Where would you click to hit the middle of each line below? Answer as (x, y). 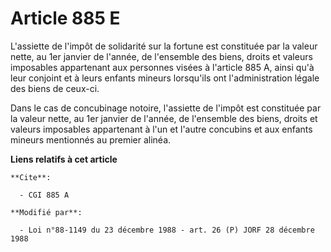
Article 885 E (65, 18)
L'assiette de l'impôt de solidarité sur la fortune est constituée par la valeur (164, 46)
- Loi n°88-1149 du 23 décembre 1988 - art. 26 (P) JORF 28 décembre (167, 230)
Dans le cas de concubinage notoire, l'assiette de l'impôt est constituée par (166, 108)
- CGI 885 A (44, 195)
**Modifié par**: (46, 212)
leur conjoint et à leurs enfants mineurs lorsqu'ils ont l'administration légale (165, 78)
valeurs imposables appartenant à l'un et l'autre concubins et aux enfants (161, 129)
